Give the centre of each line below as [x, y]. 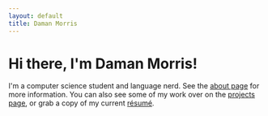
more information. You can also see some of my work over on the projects [132, 95]
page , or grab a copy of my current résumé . [81, 103]
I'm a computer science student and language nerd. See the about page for [134, 86]
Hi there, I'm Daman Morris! [103, 64]
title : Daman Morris [43, 24]
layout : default [36, 16]
